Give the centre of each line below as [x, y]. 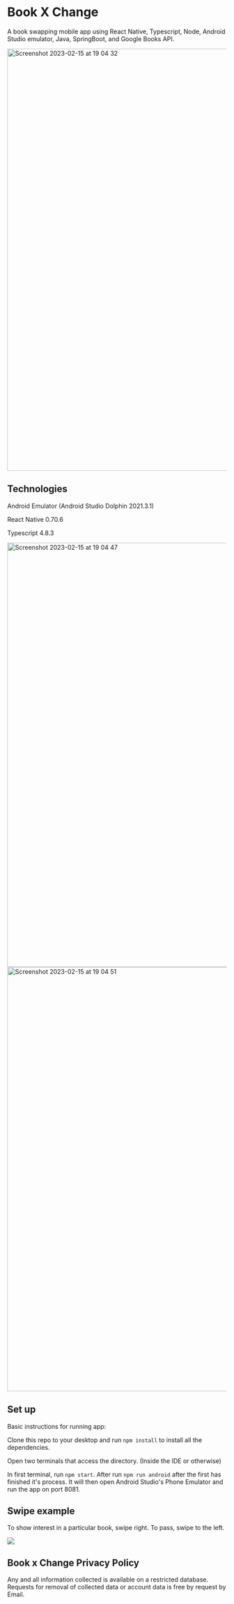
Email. [16, 1594]
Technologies [38, 489]
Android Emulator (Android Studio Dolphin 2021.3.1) [81, 506]
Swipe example [41, 1511]
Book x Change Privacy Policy [73, 1562]
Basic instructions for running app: [57, 1426]
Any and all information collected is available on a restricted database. [108, 1580]
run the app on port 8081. [44, 1489]
